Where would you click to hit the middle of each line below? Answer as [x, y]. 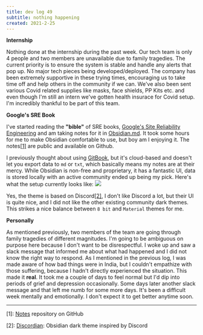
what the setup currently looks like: [50, 184]
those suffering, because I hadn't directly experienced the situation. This [97, 271]
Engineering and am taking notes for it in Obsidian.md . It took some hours [98, 133]
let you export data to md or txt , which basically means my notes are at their [101, 164]
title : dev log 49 [29, 12]
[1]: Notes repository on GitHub [45, 314]
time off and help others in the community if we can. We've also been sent [99, 84]
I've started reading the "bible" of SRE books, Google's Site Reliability [93, 127]
